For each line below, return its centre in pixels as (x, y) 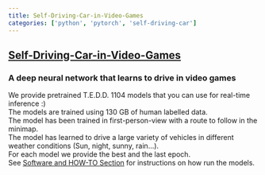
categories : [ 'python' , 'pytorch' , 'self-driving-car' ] (102, 23)
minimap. (23, 129)
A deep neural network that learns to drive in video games (122, 78)
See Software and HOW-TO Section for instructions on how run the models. (132, 163)
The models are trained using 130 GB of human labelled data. (108, 112)
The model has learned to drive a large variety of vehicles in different (121, 138)
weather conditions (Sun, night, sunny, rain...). (84, 146)
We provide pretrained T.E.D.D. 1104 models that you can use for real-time (129, 95)
